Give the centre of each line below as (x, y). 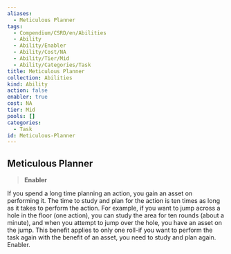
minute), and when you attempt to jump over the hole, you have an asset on (115, 223)
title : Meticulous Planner (46, 71)
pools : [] (21, 116)
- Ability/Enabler (40, 46)
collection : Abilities (40, 78)
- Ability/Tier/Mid (41, 59)
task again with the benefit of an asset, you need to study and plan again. (112, 237)
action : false (28, 90)
